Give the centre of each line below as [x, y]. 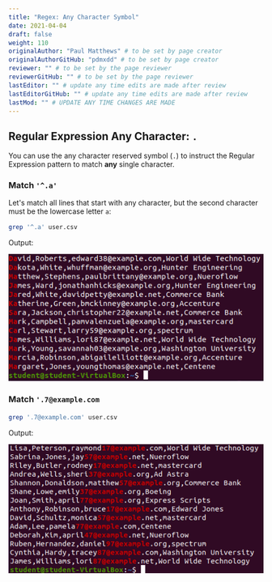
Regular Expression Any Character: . [103, 136]
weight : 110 [28, 43]
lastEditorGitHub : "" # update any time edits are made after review [128, 94]
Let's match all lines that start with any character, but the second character [134, 203]
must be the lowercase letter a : [60, 211]
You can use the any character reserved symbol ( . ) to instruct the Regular [132, 156]
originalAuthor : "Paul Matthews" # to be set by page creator [115, 51]
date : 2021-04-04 [38, 25]
